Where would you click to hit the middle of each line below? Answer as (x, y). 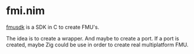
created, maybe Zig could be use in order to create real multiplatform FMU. (97, 45)
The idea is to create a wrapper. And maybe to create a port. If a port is (93, 38)
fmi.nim (26, 11)
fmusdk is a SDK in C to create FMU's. (53, 27)
